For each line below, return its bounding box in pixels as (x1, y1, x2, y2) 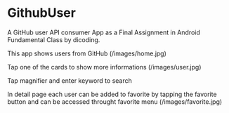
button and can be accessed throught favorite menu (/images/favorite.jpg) (7, 97, 223, 106)
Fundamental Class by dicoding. (7, 35, 100, 44)
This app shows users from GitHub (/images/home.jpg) (7, 49, 167, 58)
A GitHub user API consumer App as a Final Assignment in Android (7, 28, 200, 36)
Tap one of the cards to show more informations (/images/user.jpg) (7, 62, 202, 71)
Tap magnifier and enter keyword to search (7, 76, 132, 85)
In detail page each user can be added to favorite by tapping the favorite (7, 90, 217, 98)
